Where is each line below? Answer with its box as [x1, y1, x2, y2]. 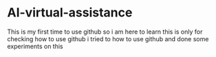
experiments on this [7, 42, 63, 50]
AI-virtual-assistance [7, 5, 133, 21]
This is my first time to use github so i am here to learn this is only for [7, 27, 203, 36]
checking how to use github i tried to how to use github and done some [7, 34, 209, 43]
